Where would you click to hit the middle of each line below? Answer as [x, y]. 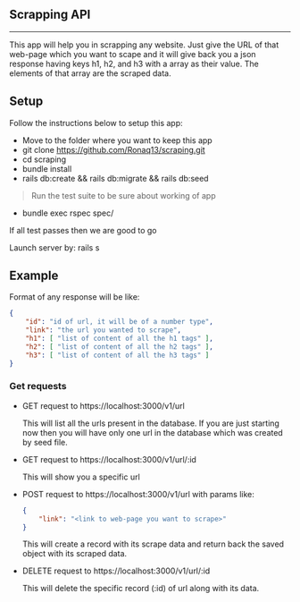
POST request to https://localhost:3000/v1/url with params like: [138, 494]
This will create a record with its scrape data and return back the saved [153, 544]
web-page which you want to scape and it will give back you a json [133, 54]
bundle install [47, 168]
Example [34, 276]
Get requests [38, 386]
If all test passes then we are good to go [83, 230]
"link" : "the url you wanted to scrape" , [103, 330]
